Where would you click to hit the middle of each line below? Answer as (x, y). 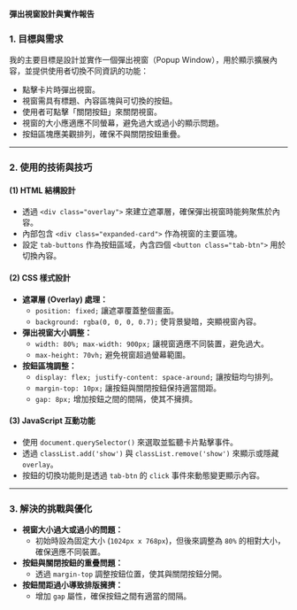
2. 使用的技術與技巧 (51, 167)
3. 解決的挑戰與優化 (51, 508)
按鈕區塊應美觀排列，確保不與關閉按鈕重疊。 (103, 134)
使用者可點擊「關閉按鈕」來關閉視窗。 (91, 112)
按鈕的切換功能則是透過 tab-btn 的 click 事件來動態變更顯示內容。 (143, 475)
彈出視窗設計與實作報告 (52, 14)
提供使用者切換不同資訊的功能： (90, 71)
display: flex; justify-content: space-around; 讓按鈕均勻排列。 (156, 376)
